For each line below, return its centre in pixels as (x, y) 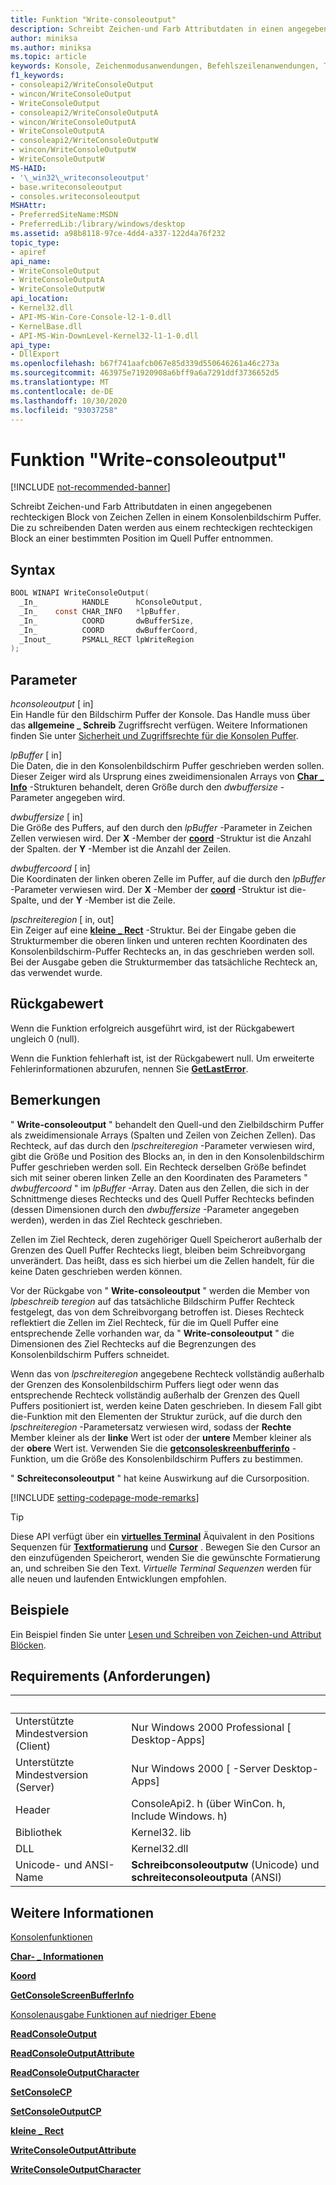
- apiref (28, 252)
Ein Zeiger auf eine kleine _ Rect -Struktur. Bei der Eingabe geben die (153, 930)
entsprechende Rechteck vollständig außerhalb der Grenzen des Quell (155, 1395)
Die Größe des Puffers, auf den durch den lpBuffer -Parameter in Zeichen (161, 828)
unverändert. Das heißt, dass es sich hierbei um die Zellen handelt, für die (162, 1260)
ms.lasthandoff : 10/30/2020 (69, 401)
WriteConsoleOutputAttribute (73, 2150)
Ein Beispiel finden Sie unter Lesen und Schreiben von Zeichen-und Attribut (166, 1634)
